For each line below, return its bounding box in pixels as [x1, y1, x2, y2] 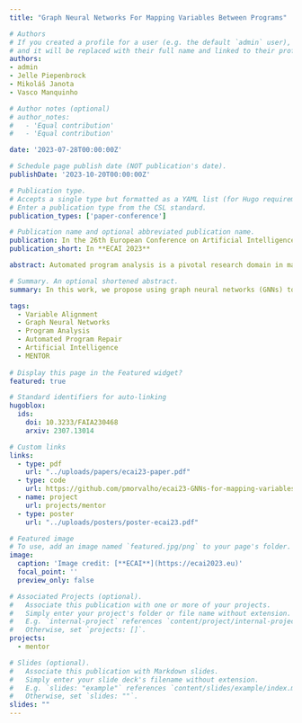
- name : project [17, 493, 78, 502]
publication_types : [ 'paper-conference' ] [9, 211, 167, 220]
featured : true [9, 377, 67, 386]
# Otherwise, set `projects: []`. [9, 626, 147, 635]
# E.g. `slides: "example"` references [9, 683, 167, 692]
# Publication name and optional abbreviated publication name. [9, 228, 255, 237]
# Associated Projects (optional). [9, 592, 143, 601]
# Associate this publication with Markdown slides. [9, 666, 219, 675]
